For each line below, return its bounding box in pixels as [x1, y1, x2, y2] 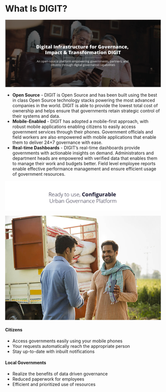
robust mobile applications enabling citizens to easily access [12, 124, 136, 130]
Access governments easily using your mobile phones [12, 338, 123, 344]
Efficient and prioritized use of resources [12, 381, 96, 387]
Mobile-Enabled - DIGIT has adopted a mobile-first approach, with [12, 119, 149, 125]
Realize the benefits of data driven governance [12, 371, 108, 377]
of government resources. [12, 171, 66, 177]
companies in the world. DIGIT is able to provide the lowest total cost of [12, 103, 158, 109]
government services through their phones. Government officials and [12, 129, 153, 135]
